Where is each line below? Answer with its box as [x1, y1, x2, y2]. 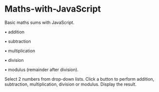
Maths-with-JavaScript [4, 3, 101, 15]
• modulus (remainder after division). [4, 67, 79, 73]
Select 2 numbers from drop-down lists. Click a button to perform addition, [4, 76, 154, 82]
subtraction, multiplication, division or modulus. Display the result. [4, 81, 137, 87]
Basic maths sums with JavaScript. [4, 19, 75, 25]
